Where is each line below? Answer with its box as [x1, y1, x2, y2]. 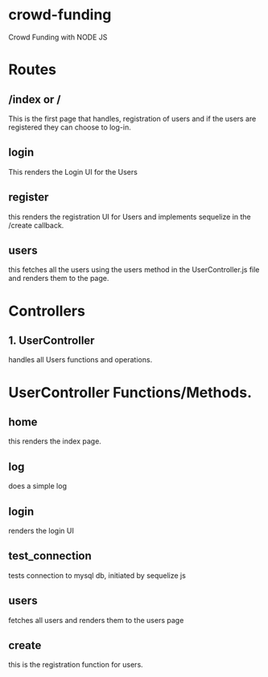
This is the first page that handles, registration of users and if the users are [8, 114, 257, 123]
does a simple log [8, 481, 67, 491]
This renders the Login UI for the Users [8, 167, 138, 176]
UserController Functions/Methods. [8, 383, 252, 402]
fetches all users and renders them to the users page [8, 615, 184, 625]
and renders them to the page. [8, 274, 109, 283]
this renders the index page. [8, 436, 102, 446]
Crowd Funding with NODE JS [8, 32, 108, 42]
